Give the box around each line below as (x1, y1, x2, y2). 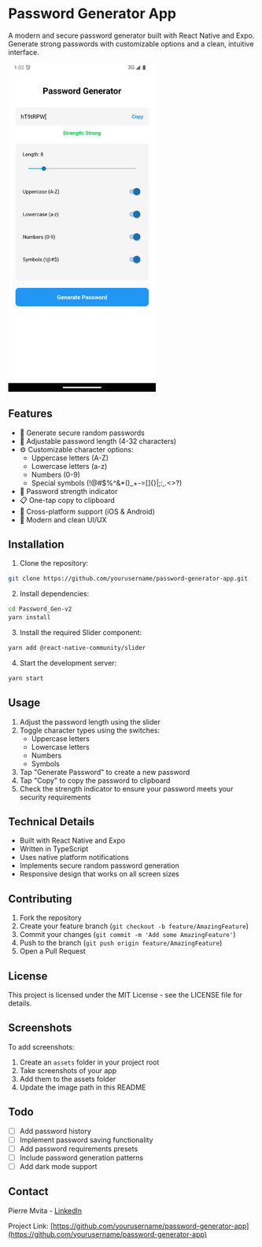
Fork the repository (19, 913, 83, 923)
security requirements (19, 792, 92, 802)
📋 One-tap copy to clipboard (19, 495, 116, 504)
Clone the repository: (19, 559, 89, 568)
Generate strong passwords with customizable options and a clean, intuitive (8, 39, 254, 48)
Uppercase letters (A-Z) (31, 453, 109, 463)
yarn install (8, 614, 51, 622)
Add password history (19, 1126, 92, 1135)
